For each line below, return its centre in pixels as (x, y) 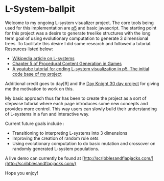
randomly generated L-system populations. (56, 149)
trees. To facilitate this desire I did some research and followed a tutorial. (78, 43)
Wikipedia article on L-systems (43, 58)
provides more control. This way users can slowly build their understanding (81, 109)
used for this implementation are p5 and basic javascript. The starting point (81, 28)
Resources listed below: (29, 49)
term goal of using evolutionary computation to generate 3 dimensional (77, 38)
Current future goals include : (35, 123)
